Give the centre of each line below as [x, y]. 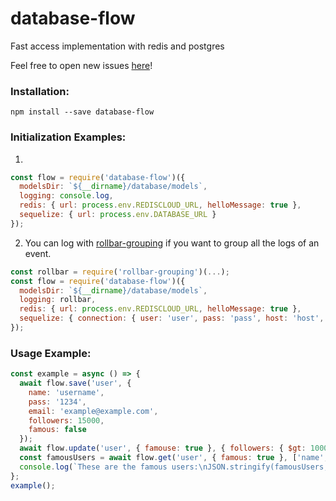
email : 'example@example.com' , [93, 411]
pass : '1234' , [57, 402]
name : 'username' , [66, 392]
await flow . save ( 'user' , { [75, 383]
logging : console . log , [66, 196]
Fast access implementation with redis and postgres [117, 46]
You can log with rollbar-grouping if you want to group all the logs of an [172, 243]
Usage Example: [51, 353]
